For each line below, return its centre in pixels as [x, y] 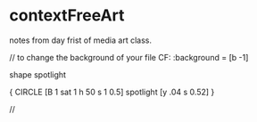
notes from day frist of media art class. [80, 40]
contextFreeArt [67, 16]
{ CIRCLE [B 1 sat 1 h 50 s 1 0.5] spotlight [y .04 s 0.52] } [112, 92]
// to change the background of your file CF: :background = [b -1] [129, 57]
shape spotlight [38, 74]
